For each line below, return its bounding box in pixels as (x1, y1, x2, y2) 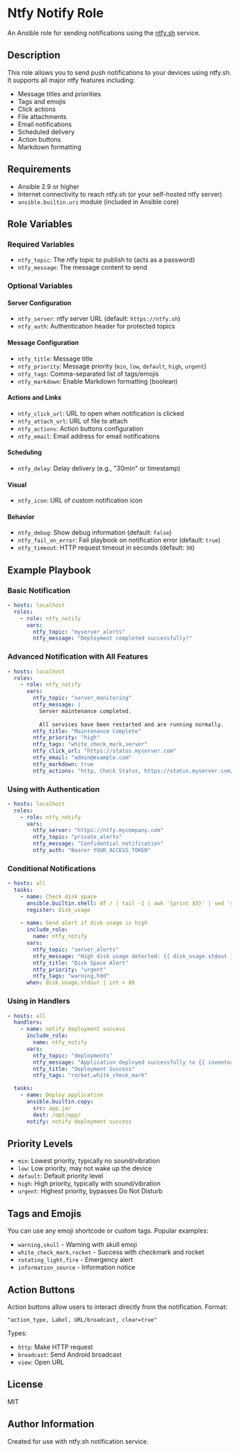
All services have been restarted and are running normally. (38, 721, 224, 728)
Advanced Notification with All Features (7, 652, 149, 662)
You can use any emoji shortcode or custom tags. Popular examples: (7, 1226, 208, 1235)
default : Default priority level (17, 1171, 104, 1181)
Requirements (7, 163, 71, 175)
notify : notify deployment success (26, 1118, 132, 1125)
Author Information (7, 1418, 95, 1430)
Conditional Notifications (7, 863, 96, 873)
